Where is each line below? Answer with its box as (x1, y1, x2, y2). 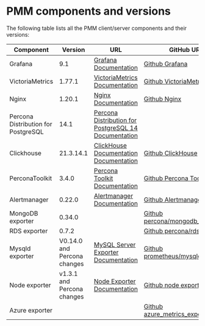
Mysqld (9, 244, 31, 253)
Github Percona (143, 174, 189, 183)
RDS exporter (9, 226, 48, 235)
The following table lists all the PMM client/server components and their (6, 24, 187, 32)
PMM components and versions (6, 4, 171, 18)
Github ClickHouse (143, 148, 198, 157)
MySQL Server (93, 240, 136, 248)
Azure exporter (9, 306, 53, 314)
